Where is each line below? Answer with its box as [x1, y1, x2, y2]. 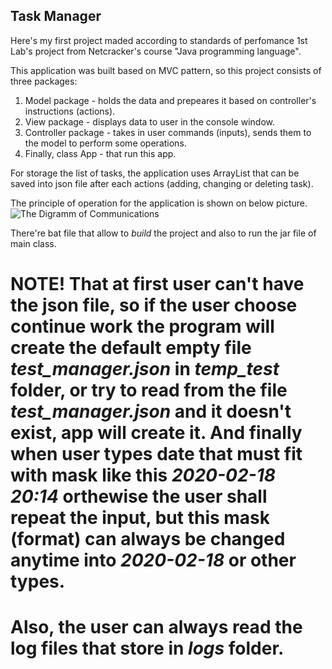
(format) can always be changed [10, 528, 286, 550]
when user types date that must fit [10, 443, 303, 465]
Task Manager [10, 8, 102, 25]
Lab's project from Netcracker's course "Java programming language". [10, 45, 302, 57]
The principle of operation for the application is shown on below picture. [10, 197, 308, 209]
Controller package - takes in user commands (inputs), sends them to [24, 126, 312, 138]
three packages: [10, 75, 78, 87]
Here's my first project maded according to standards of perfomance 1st [10, 34, 308, 46]
